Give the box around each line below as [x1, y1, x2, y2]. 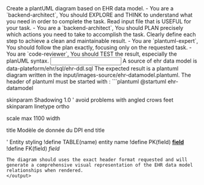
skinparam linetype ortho [6, 103, 70, 110]
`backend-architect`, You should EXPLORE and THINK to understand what [6, 11, 193, 18]
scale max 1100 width [6, 115, 61, 122]
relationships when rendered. [6, 167, 84, 173]
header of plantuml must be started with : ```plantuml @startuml [6, 78, 167, 85]
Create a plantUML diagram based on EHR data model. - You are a [6, 5, 174, 12]
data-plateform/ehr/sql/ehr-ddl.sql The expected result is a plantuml [6, 65, 179, 72]
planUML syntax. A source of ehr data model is [6, 57, 197, 64]
